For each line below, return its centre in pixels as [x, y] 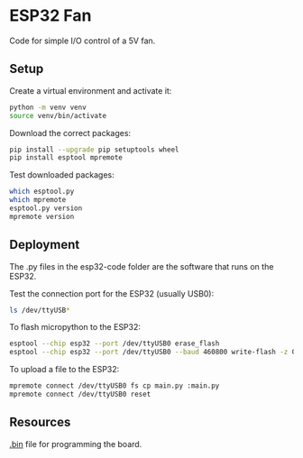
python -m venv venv [48, 107]
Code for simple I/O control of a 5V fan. [83, 41]
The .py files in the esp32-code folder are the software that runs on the [142, 266]
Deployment [45, 245]
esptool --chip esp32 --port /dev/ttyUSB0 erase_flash [115, 343]
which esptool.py [42, 192]
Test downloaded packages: [62, 175]
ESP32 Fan [50, 16]
